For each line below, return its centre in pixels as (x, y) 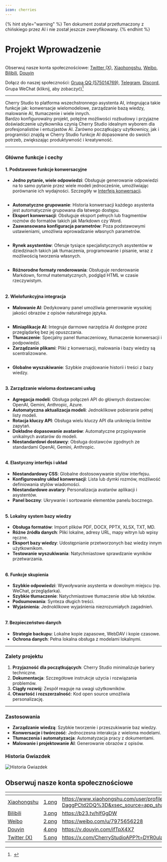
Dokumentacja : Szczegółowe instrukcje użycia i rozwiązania (75, 678)
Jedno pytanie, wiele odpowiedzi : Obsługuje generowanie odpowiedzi (85, 180)
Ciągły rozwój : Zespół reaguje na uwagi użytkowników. (69, 688)
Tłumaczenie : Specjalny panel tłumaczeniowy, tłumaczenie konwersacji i (87, 337)
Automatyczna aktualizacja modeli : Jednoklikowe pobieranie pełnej (83, 410)
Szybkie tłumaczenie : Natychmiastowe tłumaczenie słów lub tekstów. (84, 596)
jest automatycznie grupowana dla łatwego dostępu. (66, 210)
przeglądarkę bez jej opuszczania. (47, 332)
